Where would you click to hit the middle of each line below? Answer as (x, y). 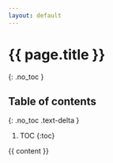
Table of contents (52, 101)
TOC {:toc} (37, 136)
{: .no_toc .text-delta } (44, 120)
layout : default (35, 15)
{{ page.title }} (57, 54)
